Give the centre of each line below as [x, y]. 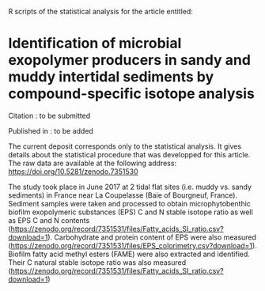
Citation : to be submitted [49, 115]
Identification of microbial [95, 43]
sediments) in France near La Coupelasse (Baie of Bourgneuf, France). [123, 195]
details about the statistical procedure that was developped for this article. [129, 154]
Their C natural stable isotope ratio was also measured [97, 262]
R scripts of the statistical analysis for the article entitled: [101, 11]
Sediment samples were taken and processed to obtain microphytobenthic [130, 203]
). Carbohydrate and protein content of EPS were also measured [152, 237]
